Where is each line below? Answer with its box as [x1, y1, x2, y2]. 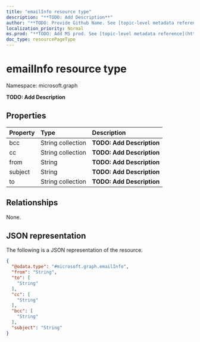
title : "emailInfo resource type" [6, 8, 92, 15]
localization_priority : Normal [6, 25, 84, 32]
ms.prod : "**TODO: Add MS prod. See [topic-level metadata [6, 31, 156, 37]
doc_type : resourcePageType [6, 36, 76, 42]
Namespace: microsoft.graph [6, 82, 78, 89]
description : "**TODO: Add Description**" [6, 14, 113, 20]
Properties [6, 111, 46, 121]
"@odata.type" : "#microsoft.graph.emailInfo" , [11, 264, 129, 270]
